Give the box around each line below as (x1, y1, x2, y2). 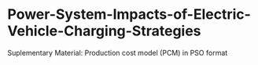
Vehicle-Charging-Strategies (7, 22, 201, 40)
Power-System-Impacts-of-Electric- (7, 5, 251, 23)
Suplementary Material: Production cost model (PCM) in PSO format (7, 48, 228, 57)
